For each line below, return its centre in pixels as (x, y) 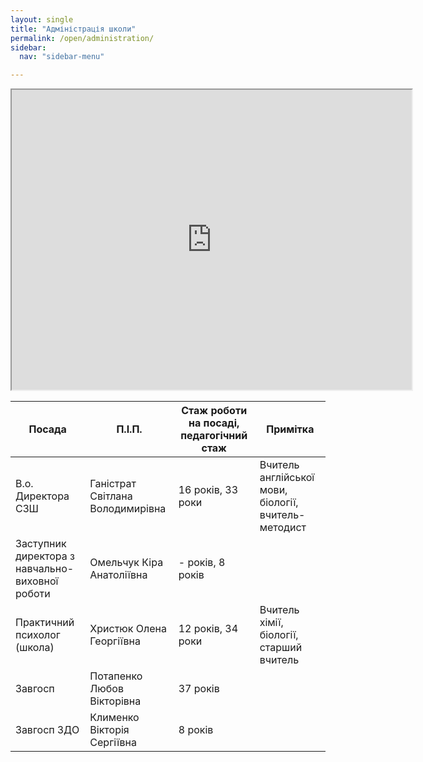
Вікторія (109, 730)
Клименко (114, 718)
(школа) (35, 648)
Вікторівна (115, 701)
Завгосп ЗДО (47, 730)
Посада (47, 429)
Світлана (111, 496)
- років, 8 (202, 563)
